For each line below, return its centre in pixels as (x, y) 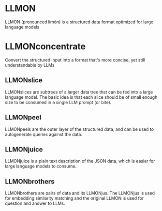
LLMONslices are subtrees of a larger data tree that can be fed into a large (79, 92)
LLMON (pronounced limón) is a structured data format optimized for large (79, 22)
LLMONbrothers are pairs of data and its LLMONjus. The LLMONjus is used (80, 193)
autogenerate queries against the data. (44, 134)
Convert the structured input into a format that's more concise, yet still (75, 60)
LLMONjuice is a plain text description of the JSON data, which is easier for (80, 161)
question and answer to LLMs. (35, 203)
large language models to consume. (41, 166)
